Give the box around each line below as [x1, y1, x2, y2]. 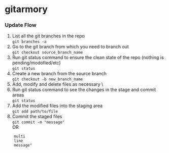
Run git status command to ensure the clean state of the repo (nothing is [12, 55, 164, 61]
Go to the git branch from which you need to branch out [12, 44, 129, 50]
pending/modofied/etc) [12, 60, 61, 66]
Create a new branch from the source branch [12, 71, 107, 77]
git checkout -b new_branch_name [12, 77, 83, 82]
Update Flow [5, 22, 37, 29]
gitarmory [5, 4, 48, 15]
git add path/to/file [12, 109, 58, 114]
